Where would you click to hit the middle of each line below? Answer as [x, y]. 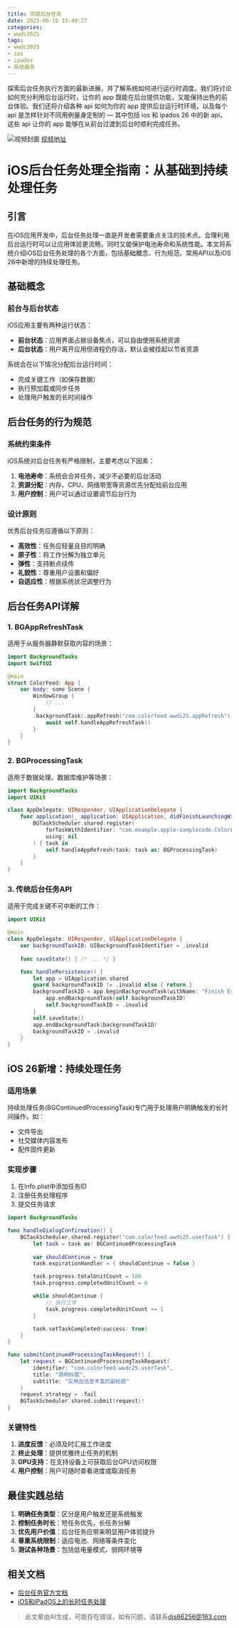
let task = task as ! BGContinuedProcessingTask [105, 1243]
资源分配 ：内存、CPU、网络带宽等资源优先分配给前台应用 [102, 485]
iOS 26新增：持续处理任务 [65, 1069]
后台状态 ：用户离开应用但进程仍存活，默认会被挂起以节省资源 [108, 349]
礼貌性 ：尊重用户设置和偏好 [58, 573]
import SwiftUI [30, 663]
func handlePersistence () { [62, 972]
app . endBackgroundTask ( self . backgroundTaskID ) [116, 998]
